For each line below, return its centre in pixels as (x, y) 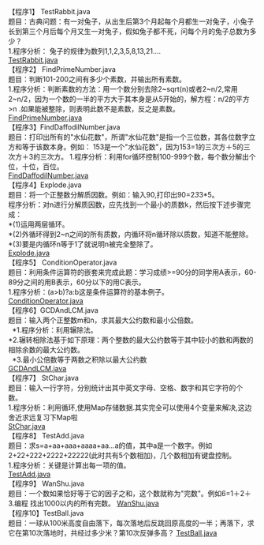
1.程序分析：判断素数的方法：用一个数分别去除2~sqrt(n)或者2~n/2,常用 (123, 89)
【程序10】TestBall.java (46, 513)
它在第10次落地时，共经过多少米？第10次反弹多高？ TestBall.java (113, 533)
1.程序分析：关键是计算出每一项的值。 (69, 465)
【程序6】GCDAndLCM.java (53, 310)
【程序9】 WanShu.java (46, 483)
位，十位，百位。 (36, 167)
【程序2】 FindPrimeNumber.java (62, 69)
